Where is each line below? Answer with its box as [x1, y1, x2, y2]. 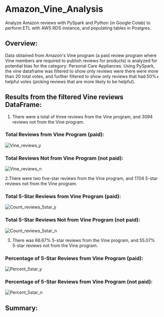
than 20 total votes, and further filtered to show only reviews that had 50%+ [5, 73, 159, 79]
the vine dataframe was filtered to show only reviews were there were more [5, 68, 159, 74]
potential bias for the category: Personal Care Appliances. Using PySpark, [5, 63, 155, 69]
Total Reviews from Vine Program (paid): [5, 131, 104, 138]
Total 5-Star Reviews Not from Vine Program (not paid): [5, 216, 140, 223]
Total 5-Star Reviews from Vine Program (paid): [5, 193, 122, 200]
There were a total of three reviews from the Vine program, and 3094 [12, 113, 153, 119]
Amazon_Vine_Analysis [5, 3, 103, 15]
